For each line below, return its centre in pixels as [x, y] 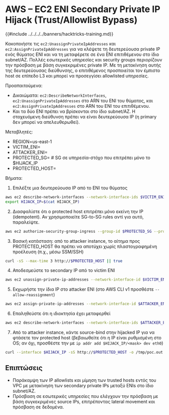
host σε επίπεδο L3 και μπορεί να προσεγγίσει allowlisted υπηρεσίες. [77, 76]
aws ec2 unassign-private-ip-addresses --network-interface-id [73, 280]
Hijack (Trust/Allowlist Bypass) [71, 20]
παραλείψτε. [26, 222]
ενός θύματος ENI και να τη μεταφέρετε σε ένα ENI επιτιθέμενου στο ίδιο [82, 54]
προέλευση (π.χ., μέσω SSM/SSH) [48, 252]
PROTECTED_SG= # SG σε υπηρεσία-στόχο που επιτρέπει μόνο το [81, 158]
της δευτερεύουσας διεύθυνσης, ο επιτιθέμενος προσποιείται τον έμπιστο [83, 70]
